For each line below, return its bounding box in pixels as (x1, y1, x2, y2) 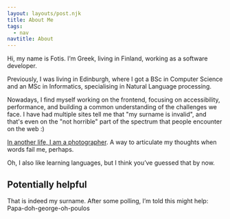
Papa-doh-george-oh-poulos (7, 204, 91, 212)
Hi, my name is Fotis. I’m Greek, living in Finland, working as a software (7, 54, 208, 62)
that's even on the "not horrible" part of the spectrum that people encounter (7, 117, 222, 126)
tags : (7, 23, 23, 30)
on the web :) (7, 125, 45, 133)
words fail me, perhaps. (7, 146, 74, 154)
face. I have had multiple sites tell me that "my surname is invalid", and (7, 111, 207, 119)
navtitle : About (7, 36, 54, 43)
